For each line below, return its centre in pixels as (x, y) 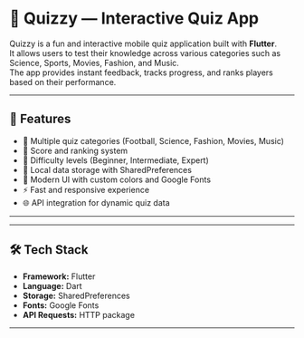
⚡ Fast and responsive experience (86, 189)
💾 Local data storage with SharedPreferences (107, 169)
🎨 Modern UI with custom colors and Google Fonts (116, 179)
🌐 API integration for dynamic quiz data (96, 202)
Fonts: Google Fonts (61, 305)
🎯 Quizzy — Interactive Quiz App (134, 19)
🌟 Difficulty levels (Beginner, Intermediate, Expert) (116, 160)
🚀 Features (40, 119)
